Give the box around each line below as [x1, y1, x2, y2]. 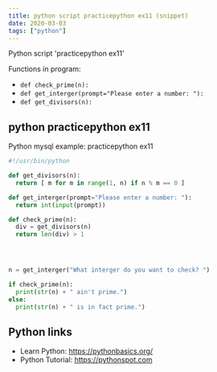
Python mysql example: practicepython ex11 [8, 141, 154, 151]
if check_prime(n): [8, 280, 74, 289]
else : [8, 295, 27, 304]
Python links [8, 325, 72, 338]
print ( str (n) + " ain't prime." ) [15, 288, 128, 296]
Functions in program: [8, 64, 81, 74]
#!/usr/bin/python [8, 157, 70, 166]
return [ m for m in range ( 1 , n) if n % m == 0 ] [15, 178, 185, 187]
